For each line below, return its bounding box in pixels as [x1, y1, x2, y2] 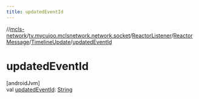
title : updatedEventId [6, 8, 64, 15]
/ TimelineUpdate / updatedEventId [29, 38, 112, 45]
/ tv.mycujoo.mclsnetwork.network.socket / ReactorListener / [27, 31, 174, 39]
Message [6, 38, 30, 45]
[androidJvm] [6, 79, 41, 86]
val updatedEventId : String [6, 86, 73, 93]
